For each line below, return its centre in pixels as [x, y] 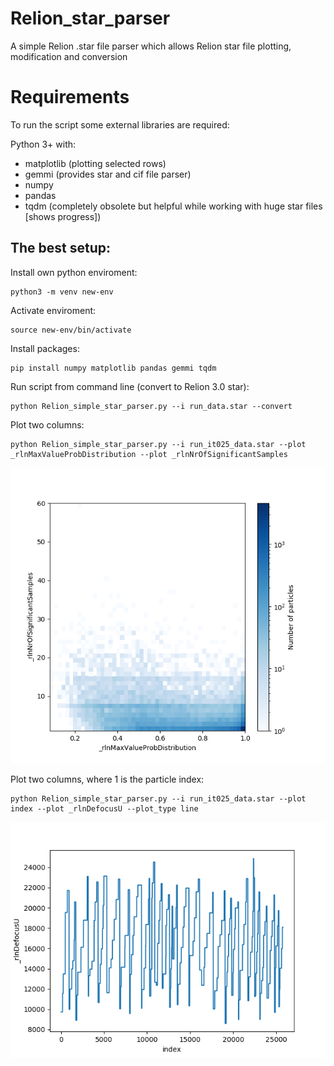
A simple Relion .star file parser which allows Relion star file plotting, [151, 46]
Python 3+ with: [43, 144]
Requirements [70, 97]
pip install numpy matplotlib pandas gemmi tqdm [113, 368]
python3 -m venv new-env [62, 292]
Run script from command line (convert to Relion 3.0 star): [130, 386]
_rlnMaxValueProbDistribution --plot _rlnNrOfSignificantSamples [149, 454]
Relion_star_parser [90, 18]
